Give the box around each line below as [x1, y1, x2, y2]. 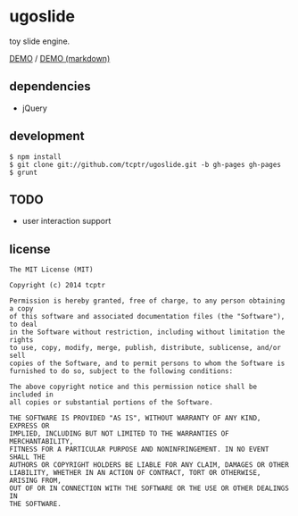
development [9, 129, 85, 144]
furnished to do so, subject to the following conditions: [9, 367, 234, 376]
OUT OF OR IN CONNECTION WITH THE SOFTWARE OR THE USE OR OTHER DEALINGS [9, 484, 290, 493]
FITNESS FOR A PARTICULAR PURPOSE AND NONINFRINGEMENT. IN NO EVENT [9, 445, 269, 454]
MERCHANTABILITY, [9, 437, 74, 446]
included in [9, 390, 54, 399]
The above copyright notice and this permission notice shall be [9, 382, 257, 392]
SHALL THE [9, 453, 46, 462]
